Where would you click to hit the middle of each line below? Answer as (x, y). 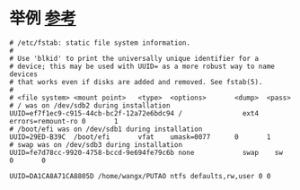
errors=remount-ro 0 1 (64, 121)
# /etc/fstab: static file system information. (100, 43)
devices (24, 74)
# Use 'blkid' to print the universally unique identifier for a (134, 58)
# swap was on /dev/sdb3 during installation (96, 144)
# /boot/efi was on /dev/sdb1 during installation (106, 129)
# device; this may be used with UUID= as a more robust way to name (142, 66)
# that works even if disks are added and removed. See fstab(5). (136, 82)
